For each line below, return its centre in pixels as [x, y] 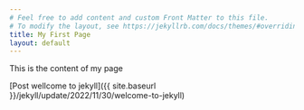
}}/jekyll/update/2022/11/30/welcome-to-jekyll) [97, 96]
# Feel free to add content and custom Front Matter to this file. [139, 18]
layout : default [40, 43]
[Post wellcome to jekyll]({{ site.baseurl [83, 86]
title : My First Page [50, 34]
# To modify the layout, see [64, 26]
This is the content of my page [66, 69]
